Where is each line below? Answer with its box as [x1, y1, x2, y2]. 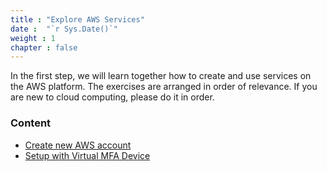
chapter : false [10, 42, 78, 53]
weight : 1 [10, 33, 56, 43]
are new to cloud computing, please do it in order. [10, 91, 215, 103]
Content [10, 116, 52, 130]
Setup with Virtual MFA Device [24, 149, 151, 161]
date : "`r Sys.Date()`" [10, 24, 118, 34]
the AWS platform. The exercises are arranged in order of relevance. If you [10, 81, 318, 93]
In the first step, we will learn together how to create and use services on [10, 70, 312, 82]
